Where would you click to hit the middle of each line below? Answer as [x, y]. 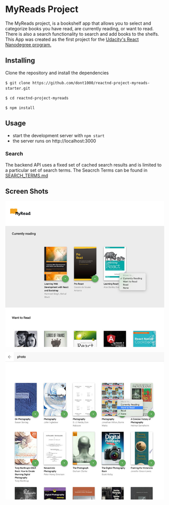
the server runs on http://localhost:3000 [54, 141]
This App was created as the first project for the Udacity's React [72, 39]
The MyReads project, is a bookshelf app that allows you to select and [78, 23]
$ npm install [20, 108]
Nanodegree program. [28, 44]
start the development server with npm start [59, 135]
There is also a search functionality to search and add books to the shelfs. [82, 34]
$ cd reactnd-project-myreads [37, 98]
